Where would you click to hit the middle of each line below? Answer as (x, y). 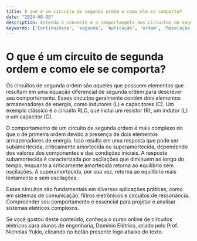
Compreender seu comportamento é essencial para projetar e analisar (91, 202)
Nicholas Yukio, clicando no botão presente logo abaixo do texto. (85, 232)
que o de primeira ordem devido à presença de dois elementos (82, 134)
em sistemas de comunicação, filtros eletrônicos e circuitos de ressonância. (98, 196)
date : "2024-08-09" (30, 17)
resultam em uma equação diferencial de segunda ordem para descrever (94, 92)
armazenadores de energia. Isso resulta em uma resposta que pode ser (92, 141)
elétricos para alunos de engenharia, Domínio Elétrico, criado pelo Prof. (92, 226)
